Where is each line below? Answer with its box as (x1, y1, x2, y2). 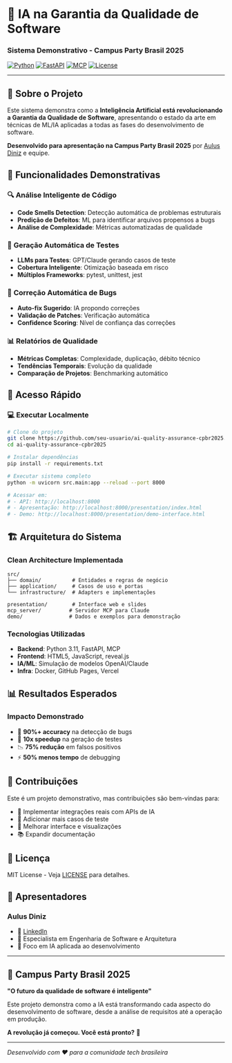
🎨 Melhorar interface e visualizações (17, 822, 122, 830)
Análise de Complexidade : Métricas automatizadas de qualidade (17, 223, 203, 231)
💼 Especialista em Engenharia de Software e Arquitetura (17, 934, 177, 943)
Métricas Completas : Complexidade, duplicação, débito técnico (17, 354, 200, 362)
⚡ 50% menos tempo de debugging (17, 753, 121, 761)
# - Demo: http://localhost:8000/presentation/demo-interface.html (7, 511, 206, 518)
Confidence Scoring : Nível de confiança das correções (17, 318, 176, 327)
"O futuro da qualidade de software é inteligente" (7, 986, 152, 995)
